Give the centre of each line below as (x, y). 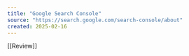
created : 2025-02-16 (37, 26)
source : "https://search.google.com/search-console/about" (95, 20)
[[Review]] (22, 46)
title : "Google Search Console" (54, 13)
